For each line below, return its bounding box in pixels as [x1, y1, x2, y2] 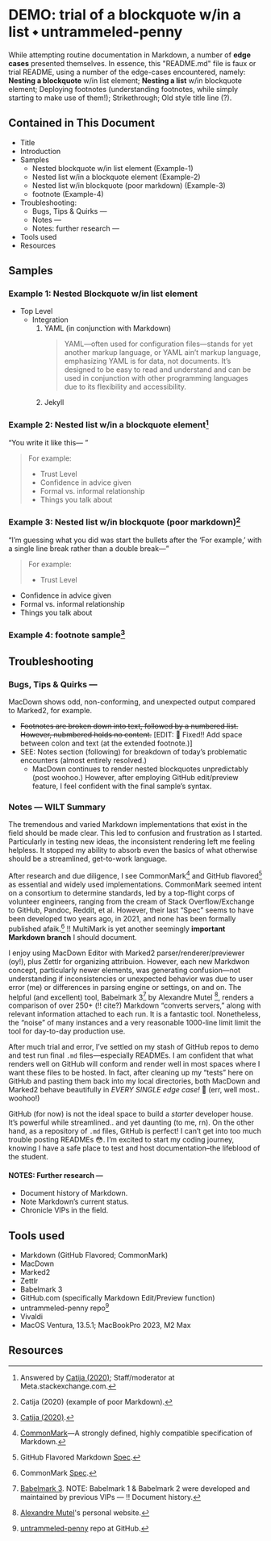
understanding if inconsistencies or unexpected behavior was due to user [8, 974, 253, 983]
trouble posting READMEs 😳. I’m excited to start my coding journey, [8, 1135, 235, 1145]
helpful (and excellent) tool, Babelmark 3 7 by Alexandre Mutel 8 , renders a [8, 991, 254, 1002]
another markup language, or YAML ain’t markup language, [64, 348, 261, 357]
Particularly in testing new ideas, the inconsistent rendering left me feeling [8, 837, 256, 846]
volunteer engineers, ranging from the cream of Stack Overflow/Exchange [8, 896, 255, 906]
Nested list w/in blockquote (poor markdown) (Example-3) [31, 180, 226, 190]
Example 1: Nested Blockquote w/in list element [8, 288, 198, 299]
